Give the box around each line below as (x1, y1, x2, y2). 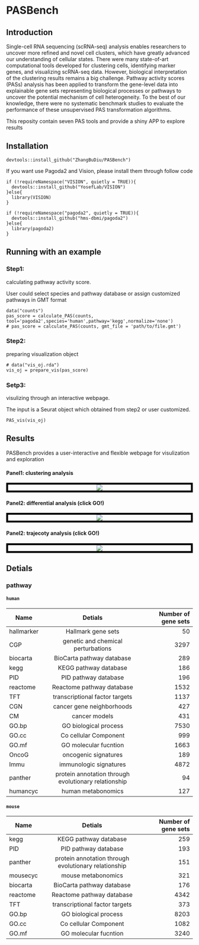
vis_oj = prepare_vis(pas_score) (6, 367, 89, 373)
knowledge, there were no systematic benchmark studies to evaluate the (6, 100, 184, 107)
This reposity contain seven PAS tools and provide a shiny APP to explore (6, 118, 185, 125)
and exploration (6, 455, 44, 462)
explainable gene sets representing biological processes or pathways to (6, 87, 182, 94)
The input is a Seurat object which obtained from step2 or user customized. (6, 406, 191, 413)
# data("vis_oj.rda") (6, 362, 60, 368)
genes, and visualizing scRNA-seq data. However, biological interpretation (6, 68, 188, 75)
